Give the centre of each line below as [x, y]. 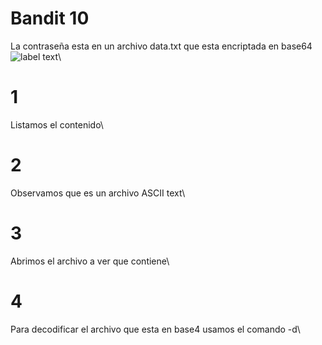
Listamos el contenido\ [57, 124]
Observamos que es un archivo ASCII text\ [98, 193]
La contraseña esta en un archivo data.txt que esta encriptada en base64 [161, 46]
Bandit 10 [50, 18]
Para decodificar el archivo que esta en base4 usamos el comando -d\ [155, 329]
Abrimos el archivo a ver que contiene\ [90, 261]
